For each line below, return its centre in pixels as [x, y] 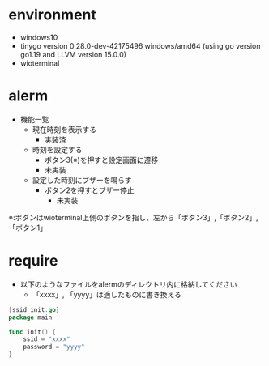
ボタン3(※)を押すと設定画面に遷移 [101, 160]
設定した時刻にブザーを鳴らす [82, 180]
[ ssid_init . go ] [34, 309]
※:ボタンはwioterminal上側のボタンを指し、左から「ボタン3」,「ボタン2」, [133, 217]
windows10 [39, 37]
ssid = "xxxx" [47, 339]
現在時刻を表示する [64, 129]
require [33, 261]
